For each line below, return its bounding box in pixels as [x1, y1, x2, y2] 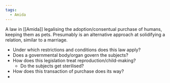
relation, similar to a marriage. [5, 36, 68, 43]
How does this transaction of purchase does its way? [12, 68, 124, 74]
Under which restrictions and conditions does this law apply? [12, 47, 141, 53]
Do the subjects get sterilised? [20, 63, 84, 69]
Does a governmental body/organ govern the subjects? [12, 52, 129, 58]
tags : [5, 7, 17, 13]
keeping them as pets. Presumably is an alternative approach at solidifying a [5, 31, 165, 37]
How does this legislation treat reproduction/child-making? [12, 57, 136, 63]
